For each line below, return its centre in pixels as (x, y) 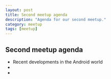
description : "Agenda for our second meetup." (56, 19)
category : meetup (24, 24)
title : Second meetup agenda (36, 15)
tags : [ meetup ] (21, 29)
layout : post (19, 10)
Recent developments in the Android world (58, 62)
